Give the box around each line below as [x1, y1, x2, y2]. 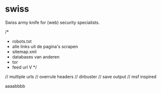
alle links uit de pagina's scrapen [12, 43, 78, 49]
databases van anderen [12, 54, 60, 59]
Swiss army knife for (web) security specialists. [5, 19, 100, 25]
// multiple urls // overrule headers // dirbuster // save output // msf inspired [5, 74, 157, 79]
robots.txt [12, 38, 32, 44]
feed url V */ [12, 64, 37, 70]
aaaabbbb [5, 83, 25, 89]
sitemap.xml [12, 49, 37, 55]
